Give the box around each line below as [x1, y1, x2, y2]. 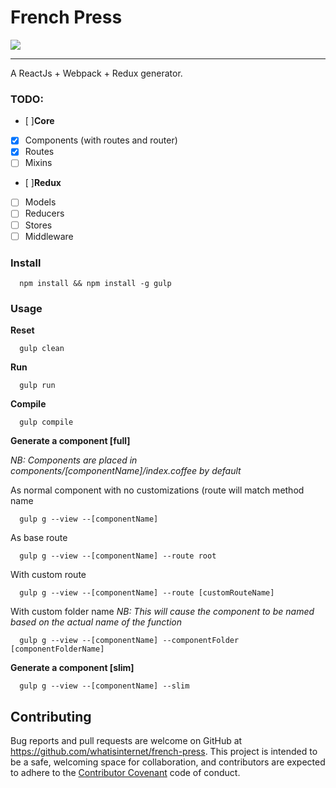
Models [24, 196, 57, 208]
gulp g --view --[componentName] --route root [19, 551, 217, 561]
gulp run [19, 381, 56, 391]
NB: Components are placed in [10, 454, 138, 466]
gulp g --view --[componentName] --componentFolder [19, 636, 240, 646]
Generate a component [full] [10, 435, 131, 447]
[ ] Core [24, 115, 55, 127]
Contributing [10, 708, 92, 725]
